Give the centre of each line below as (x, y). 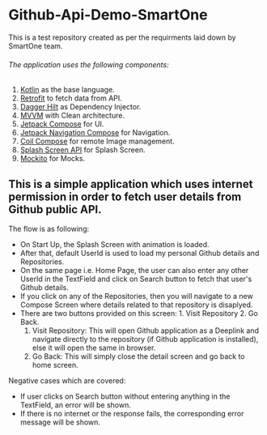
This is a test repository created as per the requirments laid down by (122, 37)
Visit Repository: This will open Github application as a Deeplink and (145, 331)
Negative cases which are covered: (67, 380)
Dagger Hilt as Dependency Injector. (81, 107)
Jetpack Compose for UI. (62, 124)
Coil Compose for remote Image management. (97, 141)
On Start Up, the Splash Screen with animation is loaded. (114, 244)
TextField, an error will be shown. (76, 405)
